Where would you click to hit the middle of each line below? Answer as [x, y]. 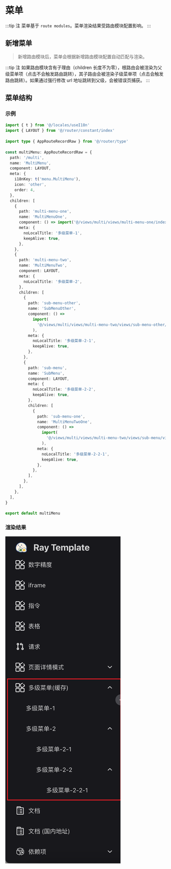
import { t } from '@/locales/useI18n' [48, 125]
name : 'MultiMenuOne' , [43, 217]
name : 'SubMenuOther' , [52, 309]
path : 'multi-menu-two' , [45, 260]
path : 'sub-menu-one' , [61, 416]
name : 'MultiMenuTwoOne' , [65, 422]
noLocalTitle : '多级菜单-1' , [53, 233]
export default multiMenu [33, 513]
